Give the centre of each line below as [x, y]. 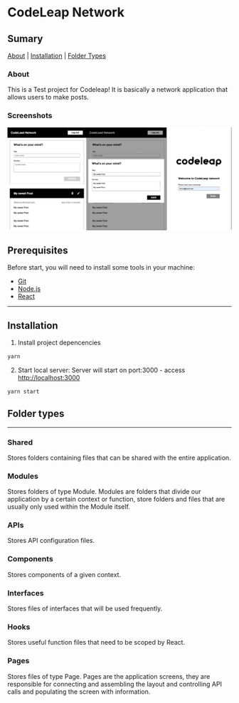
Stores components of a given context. [64, 574]
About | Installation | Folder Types [57, 55]
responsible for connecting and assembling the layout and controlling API [115, 684]
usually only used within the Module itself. [69, 507]
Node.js [29, 289]
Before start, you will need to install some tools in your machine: [101, 268]
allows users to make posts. [48, 97]
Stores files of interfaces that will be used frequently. [85, 608]
